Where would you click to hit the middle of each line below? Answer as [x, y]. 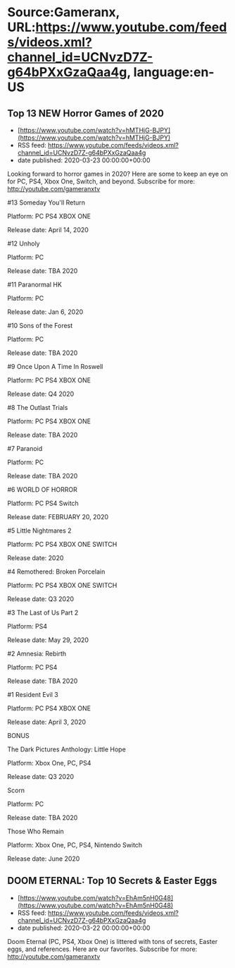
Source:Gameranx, [64, 12]
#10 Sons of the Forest [40, 326]
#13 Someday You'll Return [46, 202]
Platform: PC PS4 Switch [43, 503]
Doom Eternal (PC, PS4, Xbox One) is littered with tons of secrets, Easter [113, 941]
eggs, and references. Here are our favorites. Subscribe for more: [102, 949]
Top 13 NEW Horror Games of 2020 [85, 113]
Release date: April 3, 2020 [47, 722]
